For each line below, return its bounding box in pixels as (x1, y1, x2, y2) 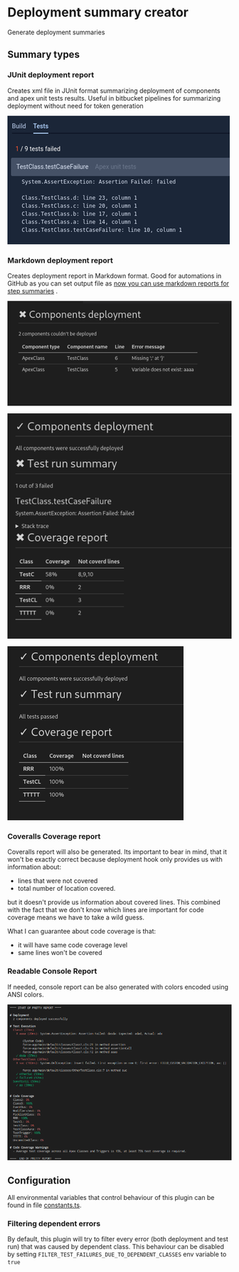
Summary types (7, 49, 80, 61)
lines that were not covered (17, 877, 98, 885)
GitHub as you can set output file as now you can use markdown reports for (7, 279, 230, 288)
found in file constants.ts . (7, 1201, 82, 1209)
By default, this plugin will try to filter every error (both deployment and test (7, 1235, 229, 1243)
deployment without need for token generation (7, 101, 144, 110)
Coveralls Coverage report (7, 832, 101, 842)
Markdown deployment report (7, 255, 114, 265)
